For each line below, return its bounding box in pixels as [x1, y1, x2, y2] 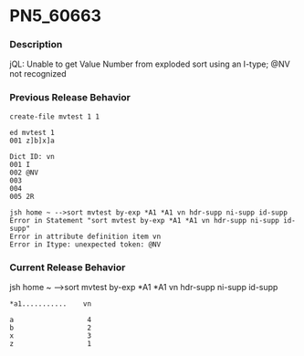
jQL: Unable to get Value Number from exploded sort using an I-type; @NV [9, 58, 290, 69]
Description [9, 38, 63, 51]
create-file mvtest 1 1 [9, 111, 100, 121]
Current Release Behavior [9, 261, 126, 274]
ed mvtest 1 [9, 128, 55, 137]
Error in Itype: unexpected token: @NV [9, 239, 162, 249]
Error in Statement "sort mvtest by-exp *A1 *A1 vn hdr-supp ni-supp [9, 215, 280, 225]
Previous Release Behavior [9, 91, 131, 104]
